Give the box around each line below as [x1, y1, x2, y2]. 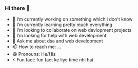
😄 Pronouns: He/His [12, 51, 56, 57]
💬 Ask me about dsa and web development [12, 38, 103, 44]
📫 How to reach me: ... [12, 43, 62, 50]
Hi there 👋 [5, 5, 30, 12]
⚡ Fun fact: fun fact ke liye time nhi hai [12, 57, 93, 63]
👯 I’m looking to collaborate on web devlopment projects [12, 27, 132, 33]
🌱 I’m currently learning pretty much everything [12, 21, 112, 28]
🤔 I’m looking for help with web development [12, 33, 107, 39]
